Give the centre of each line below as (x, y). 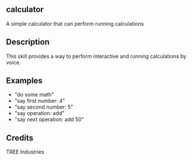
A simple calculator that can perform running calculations (75, 23)
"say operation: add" (39, 113)
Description (28, 42)
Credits (20, 138)
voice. (13, 62)
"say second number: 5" (44, 107)
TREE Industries (25, 152)
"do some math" (34, 95)
